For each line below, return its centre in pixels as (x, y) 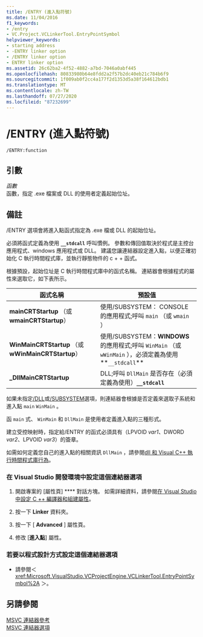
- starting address (31, 46)
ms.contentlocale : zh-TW (37, 91)
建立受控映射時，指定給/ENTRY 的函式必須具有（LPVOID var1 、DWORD (95, 432)
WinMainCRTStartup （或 (47, 345)
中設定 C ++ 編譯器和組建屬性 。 (55, 499)
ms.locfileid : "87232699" (39, 102)
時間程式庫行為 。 (33, 460)
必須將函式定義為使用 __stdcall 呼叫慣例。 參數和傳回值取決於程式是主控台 (100, 243)
